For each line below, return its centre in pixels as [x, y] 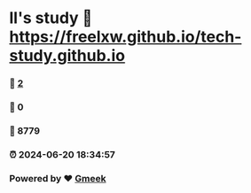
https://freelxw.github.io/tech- [125, 37]
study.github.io [67, 56]
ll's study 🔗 [51, 18]
